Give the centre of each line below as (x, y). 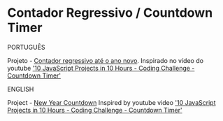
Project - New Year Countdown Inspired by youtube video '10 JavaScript (111, 102)
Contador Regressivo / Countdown (110, 13)
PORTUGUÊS (26, 47)
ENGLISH (21, 89)
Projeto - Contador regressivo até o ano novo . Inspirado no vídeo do (106, 60)
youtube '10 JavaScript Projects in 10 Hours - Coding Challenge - (101, 68)
